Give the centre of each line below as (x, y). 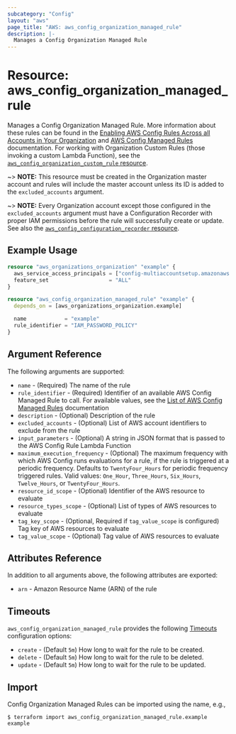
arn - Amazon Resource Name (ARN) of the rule (87, 589)
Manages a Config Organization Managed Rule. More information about (112, 126)
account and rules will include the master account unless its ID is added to (116, 185)
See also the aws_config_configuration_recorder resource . (93, 229)
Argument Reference (55, 355)
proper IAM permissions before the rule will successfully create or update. (116, 221)
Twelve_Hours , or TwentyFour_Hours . (69, 483)
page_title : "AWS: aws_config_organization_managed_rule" (95, 27)
